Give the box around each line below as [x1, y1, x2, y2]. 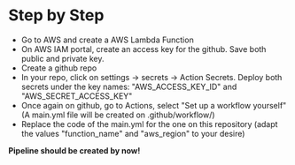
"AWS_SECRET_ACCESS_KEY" [20, 90, 133, 101]
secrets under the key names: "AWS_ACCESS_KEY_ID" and [20, 81, 237, 92]
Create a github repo [20, 63, 97, 73]
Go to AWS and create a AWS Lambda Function [20, 34, 194, 45]
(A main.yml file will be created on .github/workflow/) [20, 109, 215, 120]
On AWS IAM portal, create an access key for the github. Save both [20, 43, 267, 54]
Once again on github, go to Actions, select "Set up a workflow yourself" [20, 100, 287, 110]
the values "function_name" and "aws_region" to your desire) [20, 128, 245, 139]
